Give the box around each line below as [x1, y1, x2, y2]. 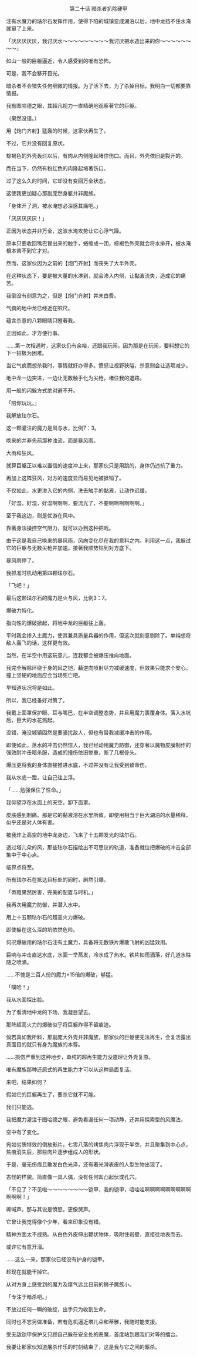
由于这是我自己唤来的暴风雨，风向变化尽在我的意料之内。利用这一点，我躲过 [6, 537, 191, 544]
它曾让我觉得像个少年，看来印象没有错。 [6, 1218, 104, 1225]
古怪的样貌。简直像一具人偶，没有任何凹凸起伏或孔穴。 [6, 1174, 140, 1180]
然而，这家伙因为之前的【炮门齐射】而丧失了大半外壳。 [6, 260, 140, 267]
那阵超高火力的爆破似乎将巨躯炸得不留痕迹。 [6, 1021, 114, 1028]
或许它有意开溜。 [6, 1244, 47, 1250]
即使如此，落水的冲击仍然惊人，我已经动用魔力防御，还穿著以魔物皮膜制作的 [6, 742, 191, 749]
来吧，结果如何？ [6, 1079, 47, 1085]
